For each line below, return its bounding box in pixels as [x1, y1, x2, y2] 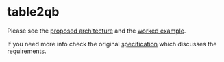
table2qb [7, 4, 60, 20]
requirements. [7, 47, 47, 55]
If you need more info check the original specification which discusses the [7, 40, 217, 48]
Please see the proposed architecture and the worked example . [7, 27, 186, 35]
